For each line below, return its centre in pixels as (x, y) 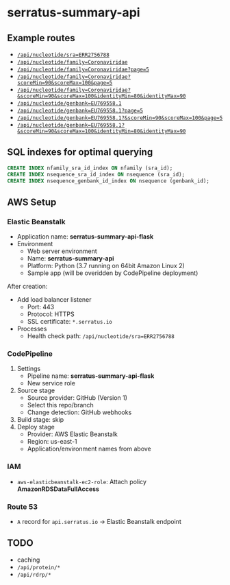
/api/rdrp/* (34, 575)
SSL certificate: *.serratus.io (70, 322)
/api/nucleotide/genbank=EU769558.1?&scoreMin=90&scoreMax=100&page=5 (120, 118)
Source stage (36, 391)
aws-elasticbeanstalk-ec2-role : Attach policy (82, 481)
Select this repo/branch (60, 405)
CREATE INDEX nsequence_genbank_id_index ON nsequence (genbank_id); (108, 181)
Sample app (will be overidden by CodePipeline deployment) (113, 273)
